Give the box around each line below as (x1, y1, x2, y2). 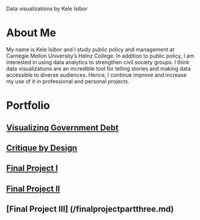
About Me (6, 26, 56, 40)
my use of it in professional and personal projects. (6, 77, 130, 85)
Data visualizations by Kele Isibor (6, 5, 88, 12)
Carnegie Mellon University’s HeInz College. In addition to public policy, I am (6, 52, 195, 59)
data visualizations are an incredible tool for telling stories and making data (6, 65, 191, 72)
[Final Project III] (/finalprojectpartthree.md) (6, 204, 174, 215)
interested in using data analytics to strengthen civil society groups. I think (6, 58, 190, 65)
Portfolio (6, 99, 50, 113)
